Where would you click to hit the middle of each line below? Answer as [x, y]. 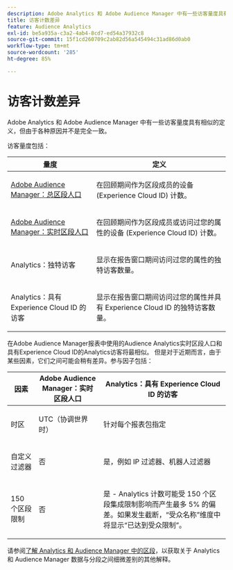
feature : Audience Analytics [49, 26]
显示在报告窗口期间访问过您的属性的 [155, 259]
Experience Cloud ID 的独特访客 [157, 307]
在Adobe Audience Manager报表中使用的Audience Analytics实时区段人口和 [115, 343]
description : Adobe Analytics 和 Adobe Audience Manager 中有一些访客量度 [113, 14]
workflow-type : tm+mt [38, 46]
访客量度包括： [28, 145]
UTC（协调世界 [63, 419]
